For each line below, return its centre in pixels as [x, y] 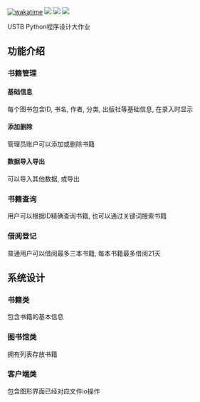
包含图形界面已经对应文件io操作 [54, 391]
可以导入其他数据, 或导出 [43, 179]
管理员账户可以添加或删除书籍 [51, 144]
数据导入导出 [26, 161]
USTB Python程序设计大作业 [49, 26]
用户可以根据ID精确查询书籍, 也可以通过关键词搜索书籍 [87, 216]
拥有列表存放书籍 [32, 354]
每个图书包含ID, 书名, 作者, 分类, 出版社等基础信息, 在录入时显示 [100, 109]
